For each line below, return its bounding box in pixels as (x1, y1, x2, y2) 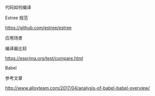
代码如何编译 (5, 4, 31, 10)
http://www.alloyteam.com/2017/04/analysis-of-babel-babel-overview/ (5, 85, 150, 91)
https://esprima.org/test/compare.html (5, 55, 83, 61)
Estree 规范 (5, 15, 28, 21)
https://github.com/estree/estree (5, 25, 72, 31)
